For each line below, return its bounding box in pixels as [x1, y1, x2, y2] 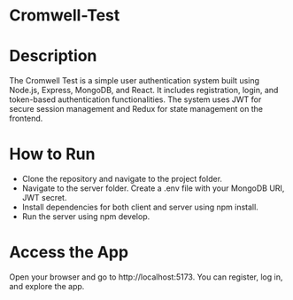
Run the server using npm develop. [21, 211, 150, 222]
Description [9, 46, 97, 67]
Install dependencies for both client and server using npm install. [21, 201, 258, 213]
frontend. [9, 113, 43, 124]
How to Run [9, 144, 96, 164]
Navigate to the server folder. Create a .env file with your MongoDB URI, [21, 183, 285, 193]
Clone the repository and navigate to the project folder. [21, 174, 223, 185]
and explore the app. [9, 281, 85, 291]
